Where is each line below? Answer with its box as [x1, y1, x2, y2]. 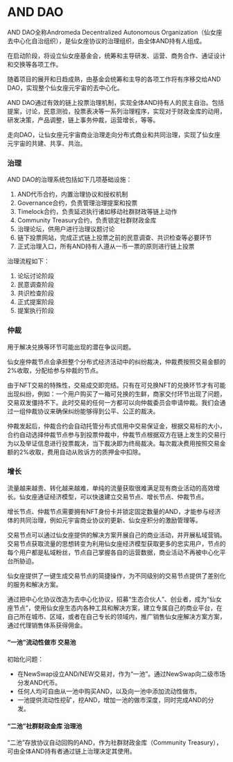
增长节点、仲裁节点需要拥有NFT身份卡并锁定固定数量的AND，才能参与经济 [7, 507, 221, 515]
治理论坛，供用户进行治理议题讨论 [17, 225, 115, 233]
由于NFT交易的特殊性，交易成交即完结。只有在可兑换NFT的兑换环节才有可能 [7, 381, 226, 389]
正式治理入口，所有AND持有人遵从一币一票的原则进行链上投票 [17, 242, 196, 251]
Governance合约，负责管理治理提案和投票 [17, 199, 138, 207]
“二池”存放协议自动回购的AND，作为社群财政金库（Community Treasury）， [7, 738, 223, 747]
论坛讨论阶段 [17, 272, 54, 280]
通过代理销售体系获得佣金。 [7, 621, 87, 629]
